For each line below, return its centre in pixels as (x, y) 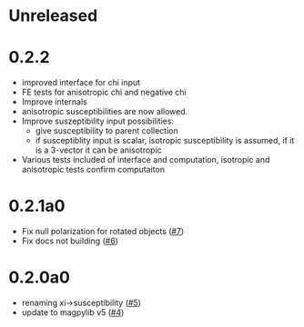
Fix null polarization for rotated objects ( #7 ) (103, 232)
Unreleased (53, 16)
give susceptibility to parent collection (106, 131)
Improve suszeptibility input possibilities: (98, 121)
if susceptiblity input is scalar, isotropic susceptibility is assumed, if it (165, 141)
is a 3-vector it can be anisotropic (99, 150)
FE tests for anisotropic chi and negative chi (104, 93)
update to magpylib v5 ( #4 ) (73, 312)
